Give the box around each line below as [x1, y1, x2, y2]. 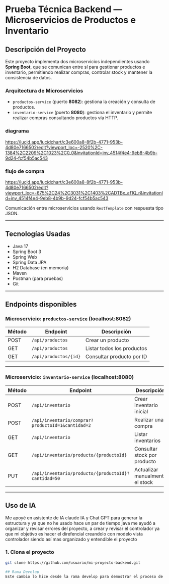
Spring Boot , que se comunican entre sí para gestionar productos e [5, 64, 145, 70]
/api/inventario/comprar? [31, 417, 94, 423]
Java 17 [12, 243, 29, 249]
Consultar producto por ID [85, 353, 147, 360]
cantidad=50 [31, 475, 60, 481]
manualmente [134, 472, 167, 479]
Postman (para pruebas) [12, 275, 63, 281]
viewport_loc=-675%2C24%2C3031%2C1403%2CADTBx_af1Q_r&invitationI [5, 189, 163, 196]
